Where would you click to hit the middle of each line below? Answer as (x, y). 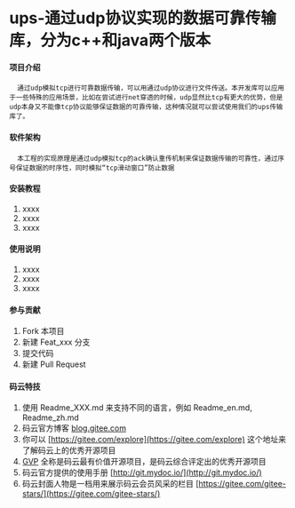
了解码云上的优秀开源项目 (69, 450)
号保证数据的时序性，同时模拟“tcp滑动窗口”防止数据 (92, 168)
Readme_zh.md (51, 417)
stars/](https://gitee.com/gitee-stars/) (91, 494)
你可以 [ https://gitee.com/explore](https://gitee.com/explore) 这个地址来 (154, 440)
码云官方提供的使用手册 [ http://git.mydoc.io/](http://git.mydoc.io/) (142, 472)
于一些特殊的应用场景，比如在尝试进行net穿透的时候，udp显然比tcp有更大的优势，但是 (146, 98)
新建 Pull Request (54, 364)
